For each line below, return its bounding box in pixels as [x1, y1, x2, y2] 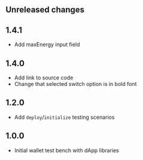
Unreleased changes [5, 5, 85, 15]
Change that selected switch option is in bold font [14, 81, 137, 88]
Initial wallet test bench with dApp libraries [14, 146, 119, 154]
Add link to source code [14, 74, 74, 81]
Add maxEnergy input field [14, 41, 80, 48]
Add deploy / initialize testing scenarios [14, 113, 115, 121]
